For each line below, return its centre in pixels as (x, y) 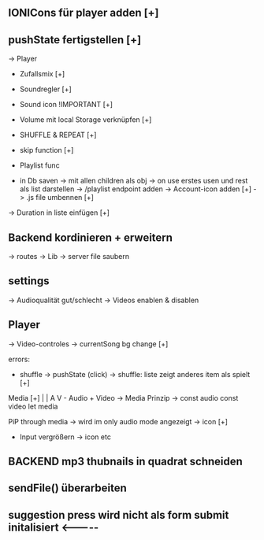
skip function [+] (46, 150)
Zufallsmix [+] (42, 74)
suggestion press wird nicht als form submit (119, 515)
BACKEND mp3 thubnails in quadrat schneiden (125, 462)
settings (29, 281)
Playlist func (40, 165)
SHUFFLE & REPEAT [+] (58, 135)
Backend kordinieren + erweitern (91, 237)
